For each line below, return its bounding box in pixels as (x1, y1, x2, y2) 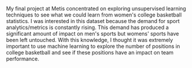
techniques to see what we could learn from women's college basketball (6, 11, 182, 18)
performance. (6, 56, 39, 62)
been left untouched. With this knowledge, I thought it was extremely (6, 37, 173, 43)
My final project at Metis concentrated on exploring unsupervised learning (6, 5, 187, 12)
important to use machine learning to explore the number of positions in (6, 43, 180, 50)
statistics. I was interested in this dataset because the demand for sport (6, 18, 180, 24)
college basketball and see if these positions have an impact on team (6, 49, 174, 56)
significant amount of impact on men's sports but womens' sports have (6, 30, 180, 37)
